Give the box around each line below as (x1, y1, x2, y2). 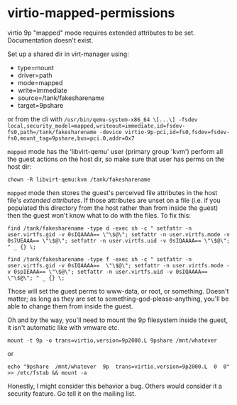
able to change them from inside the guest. (7, 301, 133, 310)
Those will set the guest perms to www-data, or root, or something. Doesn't (7, 287, 229, 295)
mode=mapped (17, 78, 63, 87)
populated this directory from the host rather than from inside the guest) (7, 204, 219, 212)
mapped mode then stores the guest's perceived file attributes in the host (7, 188, 218, 196)
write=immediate (17, 86, 67, 94)
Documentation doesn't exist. (7, 35, 94, 44)
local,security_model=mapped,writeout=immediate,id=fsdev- (7, 122, 186, 129)
